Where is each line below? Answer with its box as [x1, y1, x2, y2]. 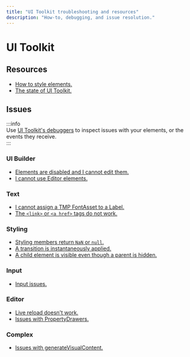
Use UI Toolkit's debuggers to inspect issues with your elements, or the [6, 127, 184, 134]
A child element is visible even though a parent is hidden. [14, 251, 157, 259]
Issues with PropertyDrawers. [14, 315, 89, 323]
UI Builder [6, 154, 36, 163]
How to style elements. [14, 80, 72, 87]
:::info [6, 120, 21, 127]
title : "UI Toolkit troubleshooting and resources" [6, 8, 139, 15]
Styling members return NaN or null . [14, 239, 104, 246]
